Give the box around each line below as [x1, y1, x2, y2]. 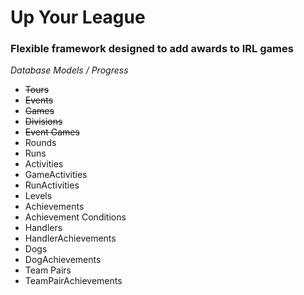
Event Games [24, 126, 80, 138]
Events [24, 94, 54, 106]
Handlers [24, 222, 63, 234]
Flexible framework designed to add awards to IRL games [10, 42, 294, 56]
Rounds [24, 137, 57, 149]
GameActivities [24, 169, 88, 181]
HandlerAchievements [24, 232, 117, 245]
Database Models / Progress [10, 64, 129, 76]
